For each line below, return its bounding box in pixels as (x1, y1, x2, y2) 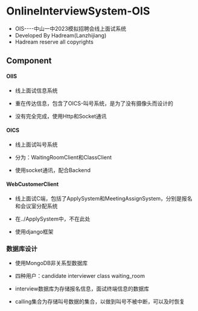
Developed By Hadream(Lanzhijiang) (14, 31, 107, 39)
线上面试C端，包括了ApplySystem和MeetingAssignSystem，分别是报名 (14, 194, 193, 202)
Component (6, 56, 53, 66)
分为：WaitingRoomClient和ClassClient (14, 153, 112, 161)
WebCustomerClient (6, 181, 59, 188)
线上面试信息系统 (14, 86, 58, 94)
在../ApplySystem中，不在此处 (14, 215, 91, 222)
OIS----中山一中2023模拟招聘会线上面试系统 (14, 25, 127, 32)
